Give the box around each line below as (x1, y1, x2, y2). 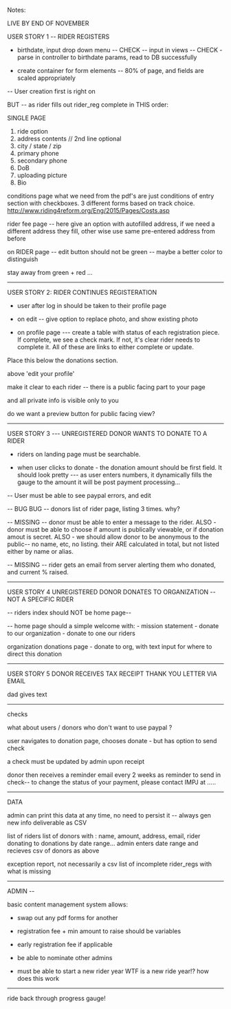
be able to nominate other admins (16, 954, 113, 961)
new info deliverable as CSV (7, 819, 87, 826)
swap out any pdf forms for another (16, 914, 118, 922)
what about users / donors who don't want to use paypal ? (7, 723, 173, 731)
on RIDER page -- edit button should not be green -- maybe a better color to (7, 248, 223, 256)
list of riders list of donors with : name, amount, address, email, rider (7, 832, 201, 840)
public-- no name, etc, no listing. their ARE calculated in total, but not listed (7, 540, 220, 548)
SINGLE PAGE (7, 114, 46, 122)
